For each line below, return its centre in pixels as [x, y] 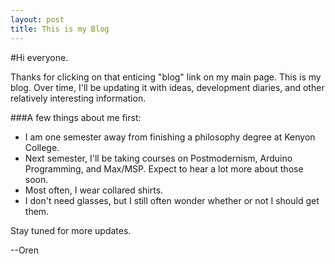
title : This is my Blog [60, 29]
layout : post [37, 19]
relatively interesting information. [78, 98]
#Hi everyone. [39, 57]
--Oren [25, 250]
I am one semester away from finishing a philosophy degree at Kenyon [170, 137]
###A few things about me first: [76, 117]
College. [42, 147]
